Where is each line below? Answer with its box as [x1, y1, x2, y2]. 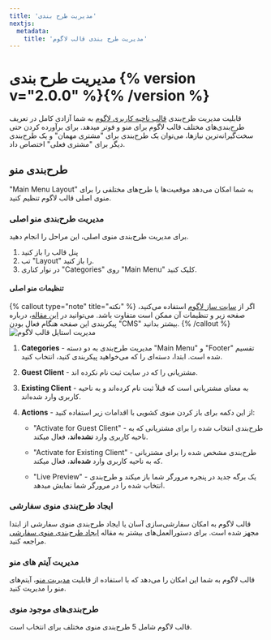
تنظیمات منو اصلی [9, 283, 64, 293]
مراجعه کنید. [9, 536, 47, 546]
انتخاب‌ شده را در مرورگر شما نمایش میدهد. [32, 480, 166, 490]
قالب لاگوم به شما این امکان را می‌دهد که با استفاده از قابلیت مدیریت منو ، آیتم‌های [9, 575, 255, 585]
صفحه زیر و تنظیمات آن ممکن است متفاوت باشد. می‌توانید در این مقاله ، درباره [9, 310, 246, 320]
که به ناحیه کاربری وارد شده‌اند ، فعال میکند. [32, 456, 163, 466]
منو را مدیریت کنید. [9, 583, 67, 593]
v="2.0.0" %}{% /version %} [9, 87, 210, 105]
